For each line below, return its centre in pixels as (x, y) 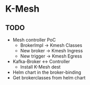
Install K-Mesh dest (40, 67)
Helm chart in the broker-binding (47, 72)
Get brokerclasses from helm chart (49, 78)
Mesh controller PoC (34, 40)
